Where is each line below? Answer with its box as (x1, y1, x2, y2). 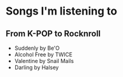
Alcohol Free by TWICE (14, 51, 73, 58)
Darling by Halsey (14, 64, 59, 71)
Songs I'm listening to (5, 4, 118, 18)
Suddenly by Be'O (14, 44, 60, 52)
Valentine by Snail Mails (14, 58, 74, 64)
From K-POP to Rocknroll (5, 28, 101, 39)
